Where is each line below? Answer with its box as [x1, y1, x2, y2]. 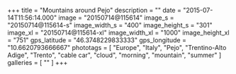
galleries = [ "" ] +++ [7, 58, 68, 66]
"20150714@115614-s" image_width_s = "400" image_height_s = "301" [7, 21, 213, 29]
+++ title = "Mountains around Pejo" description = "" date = [7, 6, 182, 14]
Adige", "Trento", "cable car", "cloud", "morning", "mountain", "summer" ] [7, 51, 222, 59]
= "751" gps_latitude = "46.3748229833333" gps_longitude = [7, 36, 186, 44]
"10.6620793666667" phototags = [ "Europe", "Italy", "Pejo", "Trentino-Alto [7, 44, 227, 51]
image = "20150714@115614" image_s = [58, 13, 174, 22]
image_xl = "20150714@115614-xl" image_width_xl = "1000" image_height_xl [7, 28, 230, 37]
